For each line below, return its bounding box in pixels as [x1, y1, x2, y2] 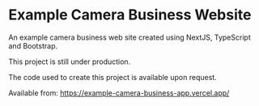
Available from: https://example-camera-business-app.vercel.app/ [8, 87, 230, 98]
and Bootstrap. [8, 40, 58, 50]
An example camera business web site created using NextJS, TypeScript [8, 32, 251, 42]
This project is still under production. [8, 57, 131, 66]
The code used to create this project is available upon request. [8, 72, 217, 82]
